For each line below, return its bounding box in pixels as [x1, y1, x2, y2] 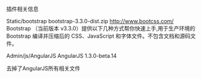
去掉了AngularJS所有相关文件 [6, 65, 81, 72]
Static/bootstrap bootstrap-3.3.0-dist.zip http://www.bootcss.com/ [6, 18, 174, 24]
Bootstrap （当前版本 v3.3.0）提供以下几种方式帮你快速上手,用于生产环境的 [6, 25, 195, 32]
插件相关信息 [6, 5, 38, 12]
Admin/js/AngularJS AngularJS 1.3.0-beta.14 [6, 52, 117, 59]
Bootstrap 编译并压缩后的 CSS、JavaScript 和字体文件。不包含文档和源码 [6, 32, 191, 40]
